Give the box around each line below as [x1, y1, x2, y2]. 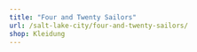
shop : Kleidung [9, 29, 66, 38]
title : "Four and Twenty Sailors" [9, 12, 138, 22]
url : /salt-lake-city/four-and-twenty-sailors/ [9, 21, 189, 30]
